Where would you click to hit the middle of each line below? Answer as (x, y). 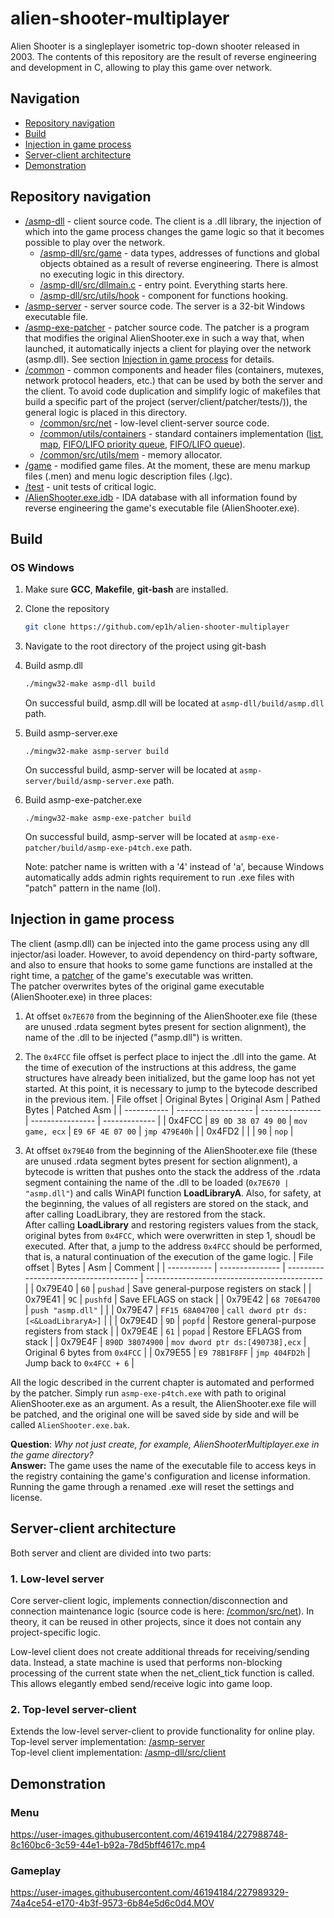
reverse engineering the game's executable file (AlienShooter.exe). (162, 508)
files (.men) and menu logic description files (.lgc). (128, 476)
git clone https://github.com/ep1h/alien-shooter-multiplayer (157, 627)
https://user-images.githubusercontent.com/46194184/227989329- (150, 1893)
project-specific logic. (56, 1632)
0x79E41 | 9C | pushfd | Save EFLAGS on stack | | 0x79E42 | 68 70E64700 (172, 1299)
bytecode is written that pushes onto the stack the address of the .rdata (172, 1171)
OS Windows (42, 567)
